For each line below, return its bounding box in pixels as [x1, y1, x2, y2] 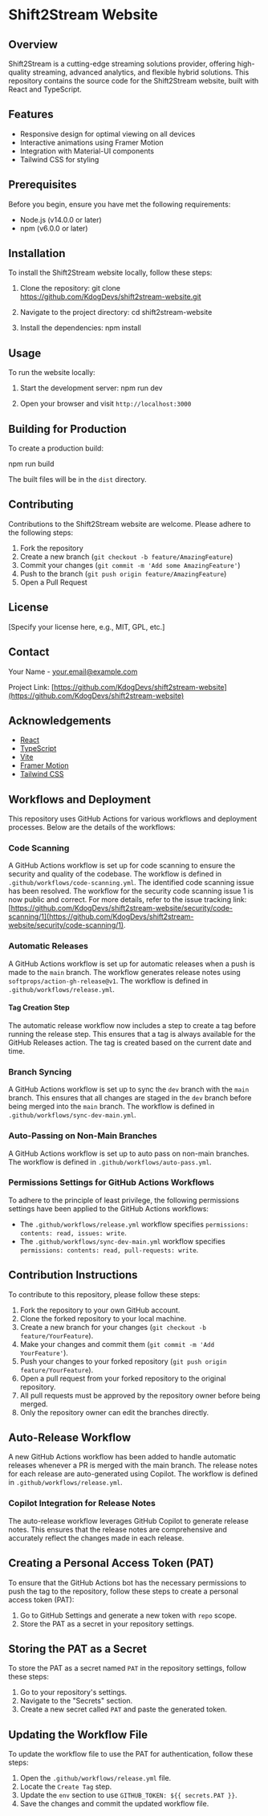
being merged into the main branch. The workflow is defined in [8, 1102, 215, 1112]
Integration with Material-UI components [19, 146, 155, 156]
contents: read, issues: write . [19, 1227, 127, 1238]
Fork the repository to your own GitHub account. [19, 1305, 181, 1315]
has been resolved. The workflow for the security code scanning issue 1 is [8, 886, 254, 896]
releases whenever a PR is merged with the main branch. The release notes [8, 1460, 258, 1471]
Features [8, 108, 54, 121]
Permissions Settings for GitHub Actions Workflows [8, 1177, 215, 1188]
